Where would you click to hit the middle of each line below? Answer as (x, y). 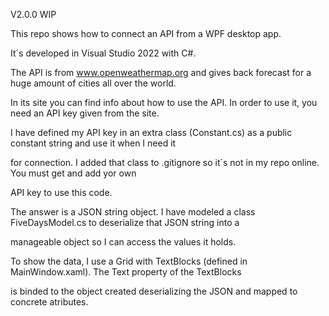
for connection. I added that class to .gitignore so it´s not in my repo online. (165, 162)
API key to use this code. (61, 192)
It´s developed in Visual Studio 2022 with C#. (103, 53)
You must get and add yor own (73, 173)
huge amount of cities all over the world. (93, 83)
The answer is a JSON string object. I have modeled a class (133, 212)
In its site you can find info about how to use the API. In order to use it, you (164, 102)
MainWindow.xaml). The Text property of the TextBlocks (126, 272)
